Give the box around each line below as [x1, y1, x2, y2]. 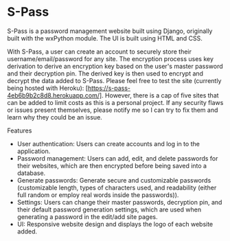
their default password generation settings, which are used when [16, 205, 201, 214]
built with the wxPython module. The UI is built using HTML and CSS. [7, 34, 203, 42]
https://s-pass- [87, 84, 131, 92]
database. [16, 169, 46, 177]
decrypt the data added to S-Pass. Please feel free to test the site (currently [7, 76, 222, 84]
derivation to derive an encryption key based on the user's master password [7, 62, 223, 70]
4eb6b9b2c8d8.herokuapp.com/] [7, 91, 102, 100]
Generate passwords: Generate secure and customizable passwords [16, 176, 211, 184]
